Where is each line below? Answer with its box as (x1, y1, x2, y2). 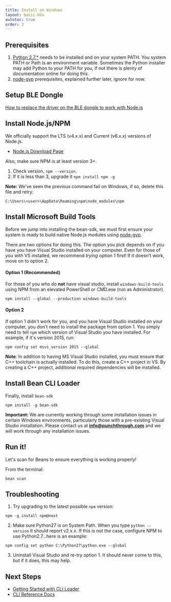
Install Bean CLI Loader (5, 379, 80, 388)
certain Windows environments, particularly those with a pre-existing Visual (5, 417, 165, 423)
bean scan (5, 476, 27, 481)
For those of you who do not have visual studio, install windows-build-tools (5, 281, 164, 287)
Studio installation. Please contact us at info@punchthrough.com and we (5, 422, 161, 429)
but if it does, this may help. (12, 558, 71, 564)
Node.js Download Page (12, 148, 64, 154)
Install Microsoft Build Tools (5, 213, 96, 221)
